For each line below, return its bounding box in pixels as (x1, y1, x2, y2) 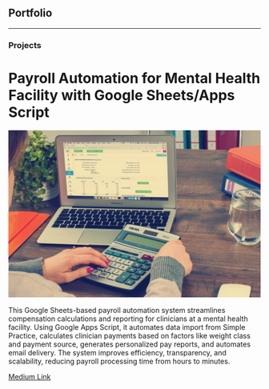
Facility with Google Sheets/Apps (8, 86, 235, 104)
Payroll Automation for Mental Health (8, 69, 261, 87)
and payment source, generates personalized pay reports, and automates (8, 339, 251, 349)
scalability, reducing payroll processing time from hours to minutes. (8, 356, 231, 367)
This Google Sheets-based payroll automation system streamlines (8, 306, 226, 315)
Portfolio (8, 6, 53, 20)
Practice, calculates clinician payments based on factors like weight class (8, 331, 251, 341)
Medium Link (8, 372, 51, 382)
